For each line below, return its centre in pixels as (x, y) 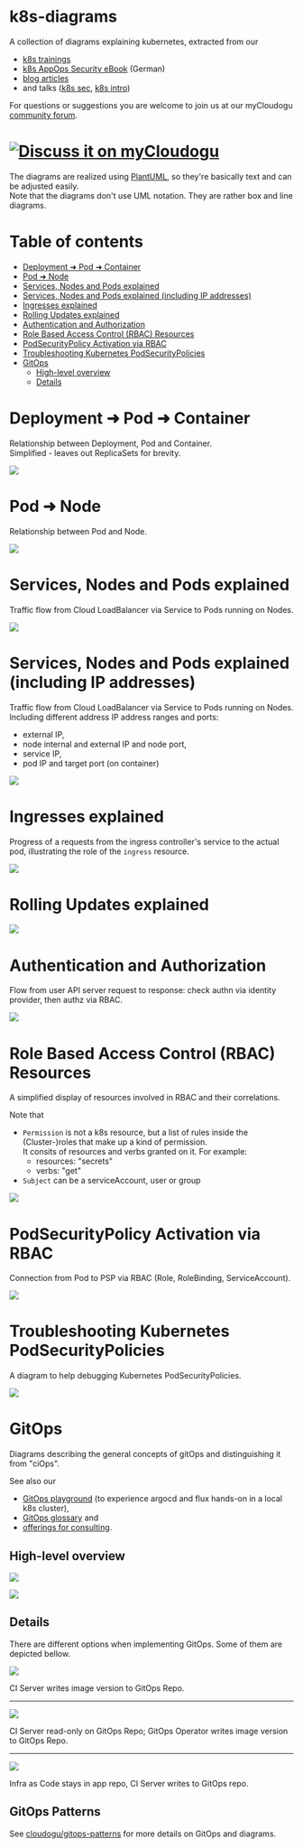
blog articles (46, 78)
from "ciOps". (35, 1463)
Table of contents (77, 242)
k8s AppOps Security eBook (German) (94, 69)
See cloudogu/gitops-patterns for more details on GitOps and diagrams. (143, 1834)
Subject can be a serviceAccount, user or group (111, 1181)
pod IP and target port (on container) (91, 763)
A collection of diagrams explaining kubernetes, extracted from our (134, 42)
